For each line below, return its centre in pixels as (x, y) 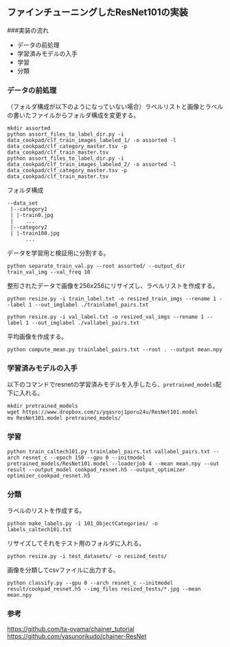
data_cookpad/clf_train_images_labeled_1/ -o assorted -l (92, 141)
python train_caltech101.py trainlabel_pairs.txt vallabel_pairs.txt (109, 451)
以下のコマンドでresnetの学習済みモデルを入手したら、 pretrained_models (112, 384)
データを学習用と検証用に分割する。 (58, 253)
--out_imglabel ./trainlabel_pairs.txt (92, 305)
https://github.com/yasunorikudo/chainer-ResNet (77, 637)
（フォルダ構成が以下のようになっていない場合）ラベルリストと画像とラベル (115, 107)
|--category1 (29, 209)
